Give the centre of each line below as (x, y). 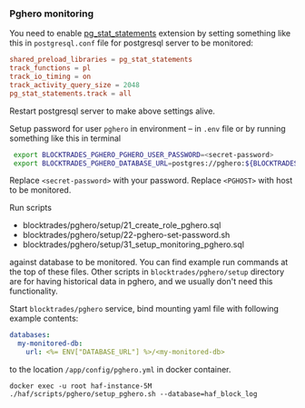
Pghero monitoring (52, 14)
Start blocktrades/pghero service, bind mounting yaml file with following (144, 309)
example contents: (44, 318)
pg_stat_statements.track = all (70, 94)
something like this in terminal (65, 138)
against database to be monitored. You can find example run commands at (149, 263)
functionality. (34, 291)
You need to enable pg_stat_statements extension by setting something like (150, 34)
